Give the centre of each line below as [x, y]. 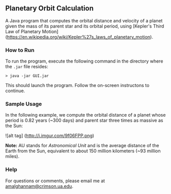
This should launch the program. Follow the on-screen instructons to [77, 86]
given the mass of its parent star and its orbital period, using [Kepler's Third [85, 26]
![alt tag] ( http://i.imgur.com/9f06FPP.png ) [50, 136]
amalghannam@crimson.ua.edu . [39, 186]
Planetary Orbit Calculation [50, 8]
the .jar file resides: [27, 67]
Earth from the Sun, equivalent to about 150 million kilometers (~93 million [83, 151]
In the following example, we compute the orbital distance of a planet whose [86, 115]
